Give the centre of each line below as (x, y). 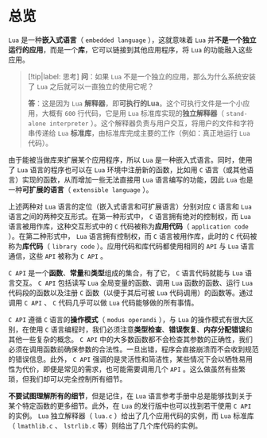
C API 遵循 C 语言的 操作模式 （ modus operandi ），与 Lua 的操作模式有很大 (128, 319)
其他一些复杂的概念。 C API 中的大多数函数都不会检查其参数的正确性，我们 (130, 339)
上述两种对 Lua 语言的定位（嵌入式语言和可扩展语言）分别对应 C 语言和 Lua (130, 206)
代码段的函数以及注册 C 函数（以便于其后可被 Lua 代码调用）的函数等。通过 (131, 292)
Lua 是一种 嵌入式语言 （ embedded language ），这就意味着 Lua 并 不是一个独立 (132, 40)
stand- (237, 113)
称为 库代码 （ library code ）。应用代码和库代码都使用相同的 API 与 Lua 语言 (132, 246)
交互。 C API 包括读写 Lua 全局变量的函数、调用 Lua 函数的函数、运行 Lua (133, 282)
